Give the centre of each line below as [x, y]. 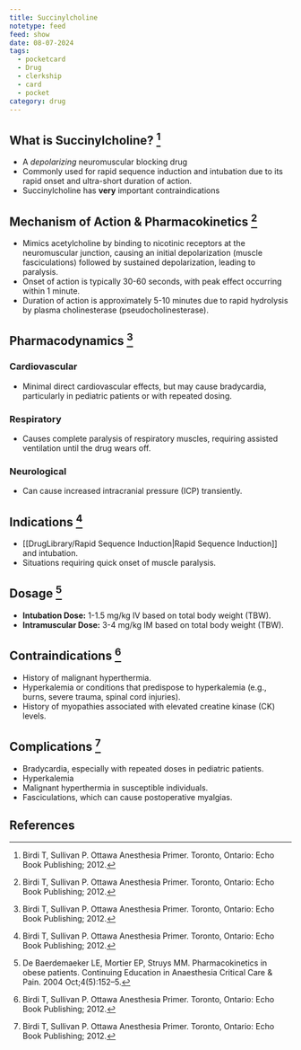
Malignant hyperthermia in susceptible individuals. [115, 788]
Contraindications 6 [65, 655]
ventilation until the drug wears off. [86, 448]
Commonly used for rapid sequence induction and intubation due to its [153, 172]
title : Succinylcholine [54, 18]
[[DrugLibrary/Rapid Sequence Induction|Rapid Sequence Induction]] [150, 543]
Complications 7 [55, 746]
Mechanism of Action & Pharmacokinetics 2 [133, 220]
